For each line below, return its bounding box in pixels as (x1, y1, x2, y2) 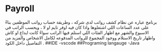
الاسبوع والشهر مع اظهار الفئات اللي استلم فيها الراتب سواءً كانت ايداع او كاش (5, 29, 149, 35)
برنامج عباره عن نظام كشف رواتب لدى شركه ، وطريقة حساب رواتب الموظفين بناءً (5, 19, 158, 25)
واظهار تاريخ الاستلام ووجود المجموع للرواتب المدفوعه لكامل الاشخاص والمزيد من (5, 35, 156, 41)
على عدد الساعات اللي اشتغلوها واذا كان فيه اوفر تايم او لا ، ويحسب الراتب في (5, 24, 149, 30)
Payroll (5, 3, 35, 14)
